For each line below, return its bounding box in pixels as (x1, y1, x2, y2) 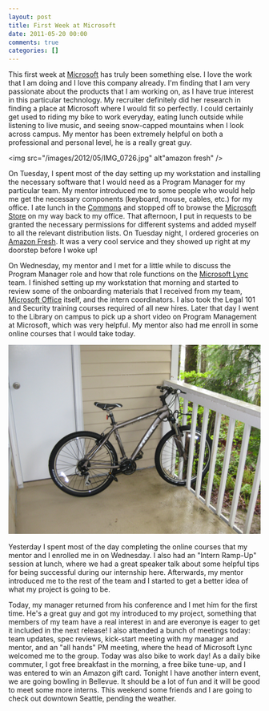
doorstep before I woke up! (8, 245, 98, 255)
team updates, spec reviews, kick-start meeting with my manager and (8, 634, 239, 644)
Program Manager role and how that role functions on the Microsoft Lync (8, 269, 249, 279)
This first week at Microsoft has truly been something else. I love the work (8, 70, 252, 79)
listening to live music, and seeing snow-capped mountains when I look (8, 121, 244, 131)
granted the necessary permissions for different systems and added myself (8, 220, 257, 230)
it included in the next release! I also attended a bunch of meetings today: (8, 625, 251, 636)
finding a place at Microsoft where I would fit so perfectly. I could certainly (8, 104, 254, 114)
